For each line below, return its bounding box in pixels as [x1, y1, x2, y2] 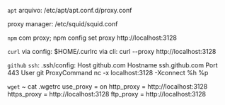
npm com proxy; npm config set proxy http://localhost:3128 [7, 33, 177, 42]
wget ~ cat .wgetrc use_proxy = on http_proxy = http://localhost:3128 [7, 82, 208, 91]
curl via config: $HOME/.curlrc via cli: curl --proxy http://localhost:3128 [7, 48, 217, 55]
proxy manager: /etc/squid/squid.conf [7, 20, 118, 28]
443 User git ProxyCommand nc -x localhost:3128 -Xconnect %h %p [7, 69, 209, 77]
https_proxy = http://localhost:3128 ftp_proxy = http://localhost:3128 [7, 90, 207, 98]
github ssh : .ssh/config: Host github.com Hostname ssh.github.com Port [7, 61, 218, 70]
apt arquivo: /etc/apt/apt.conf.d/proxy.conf [7, 6, 132, 14]
